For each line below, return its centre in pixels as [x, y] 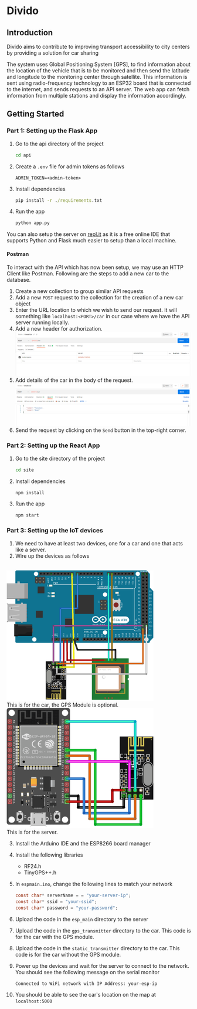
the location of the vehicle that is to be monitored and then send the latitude [98, 71]
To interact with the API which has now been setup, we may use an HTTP [95, 267]
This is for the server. [32, 832]
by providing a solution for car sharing [53, 53]
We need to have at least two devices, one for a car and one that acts [99, 543]
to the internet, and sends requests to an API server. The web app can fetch [98, 89]
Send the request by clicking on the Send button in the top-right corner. [101, 430]
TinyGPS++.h [40, 873]
